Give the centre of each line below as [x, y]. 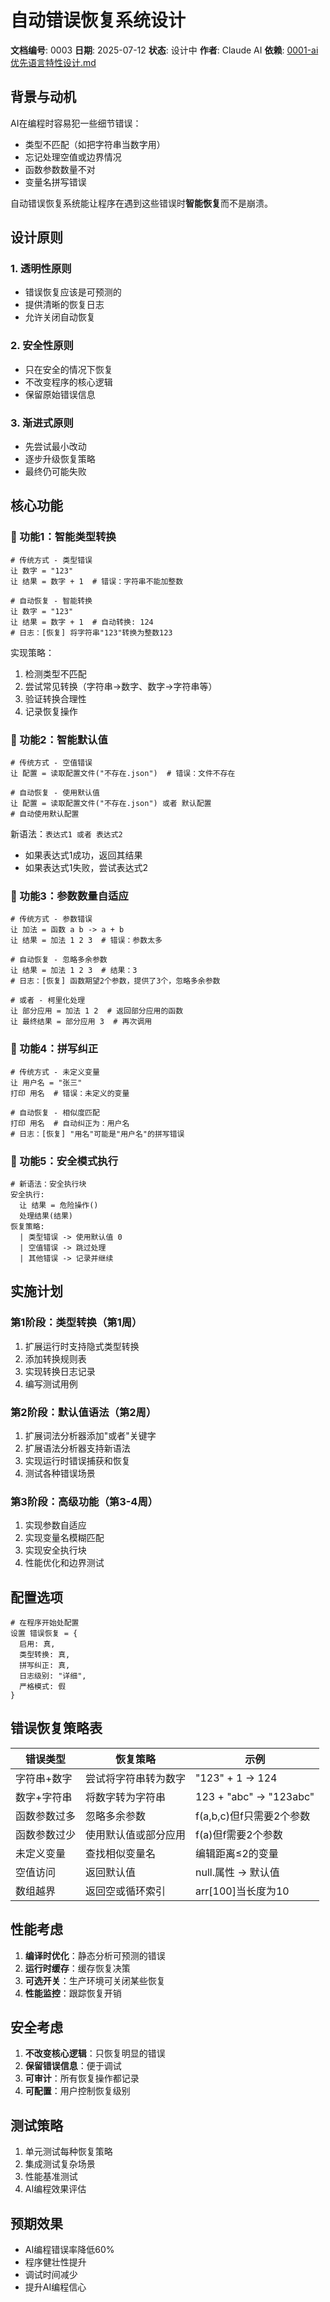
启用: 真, [37, 1644]
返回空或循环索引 [126, 1891]
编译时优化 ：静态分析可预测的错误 [95, 1955]
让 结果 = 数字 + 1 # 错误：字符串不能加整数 [97, 581]
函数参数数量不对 [60, 169]
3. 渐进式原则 [42, 423]
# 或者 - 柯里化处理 [48, 1001]
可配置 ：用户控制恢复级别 [77, 2091]
